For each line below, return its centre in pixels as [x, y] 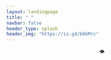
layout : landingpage [32, 12]
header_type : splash [32, 28]
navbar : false [24, 23]
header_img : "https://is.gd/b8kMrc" [52, 34]
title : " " [20, 17]
